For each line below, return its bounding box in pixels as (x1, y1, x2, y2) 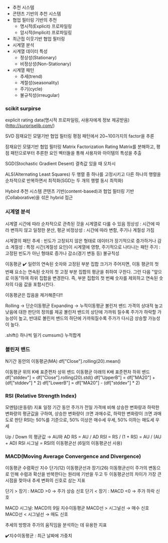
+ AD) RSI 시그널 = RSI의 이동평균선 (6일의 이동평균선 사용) (5, 440, 123, 446)
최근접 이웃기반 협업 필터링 (12, 36, 65, 42)
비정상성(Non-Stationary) (20, 61, 72, 67)
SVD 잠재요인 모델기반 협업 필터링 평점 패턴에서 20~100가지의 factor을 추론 (5, 133, 154, 139)
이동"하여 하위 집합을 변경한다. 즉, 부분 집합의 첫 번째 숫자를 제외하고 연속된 (10, 275, 158, 281)
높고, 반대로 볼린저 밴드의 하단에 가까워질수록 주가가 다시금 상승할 (18, 315, 147, 321)
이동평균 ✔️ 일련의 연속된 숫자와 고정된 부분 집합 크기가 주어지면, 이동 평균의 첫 (5, 260, 159, 267)
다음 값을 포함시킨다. (14, 281, 55, 287)
